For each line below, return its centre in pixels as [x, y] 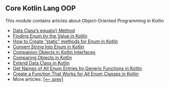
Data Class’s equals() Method [44, 31]
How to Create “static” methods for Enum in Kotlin [65, 41]
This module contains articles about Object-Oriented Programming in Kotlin [84, 20]
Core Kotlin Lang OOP [40, 8]
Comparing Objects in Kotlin [42, 57]
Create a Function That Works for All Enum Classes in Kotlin [76, 74]
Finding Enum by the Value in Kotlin [50, 36]
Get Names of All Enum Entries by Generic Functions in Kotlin [77, 68]
